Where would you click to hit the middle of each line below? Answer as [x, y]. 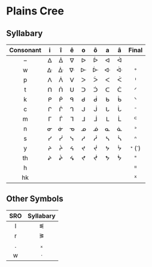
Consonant [25, 50]
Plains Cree [35, 11]
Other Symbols [35, 199]
